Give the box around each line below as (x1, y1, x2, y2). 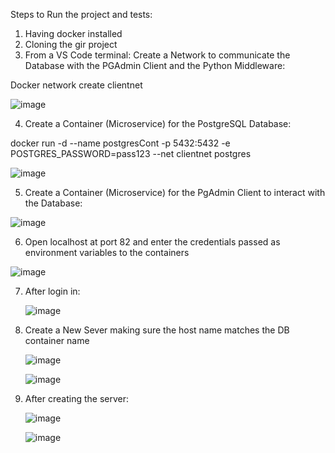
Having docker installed (24, 28, 123, 39)
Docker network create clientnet (10, 79, 143, 91)
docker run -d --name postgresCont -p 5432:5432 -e (10, 137, 231, 149)
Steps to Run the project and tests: (10, 9, 153, 20)
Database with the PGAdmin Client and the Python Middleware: (24, 60, 286, 71)
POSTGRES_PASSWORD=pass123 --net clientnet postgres (10, 148, 252, 159)
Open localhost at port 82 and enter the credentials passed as (24, 236, 281, 248)
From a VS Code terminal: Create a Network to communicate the (24, 49, 291, 61)
